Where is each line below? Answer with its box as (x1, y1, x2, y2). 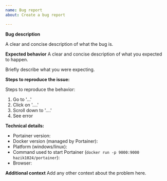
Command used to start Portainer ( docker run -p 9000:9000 (12, 149, 140, 155)
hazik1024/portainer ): (12, 154, 60, 160)
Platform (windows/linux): (12, 143, 68, 150)
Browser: (12, 160, 32, 166)
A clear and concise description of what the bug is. (5, 41, 114, 47)
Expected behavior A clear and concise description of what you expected (5, 51, 162, 57)
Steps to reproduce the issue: (5, 76, 70, 82)
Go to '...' (12, 96, 32, 102)
